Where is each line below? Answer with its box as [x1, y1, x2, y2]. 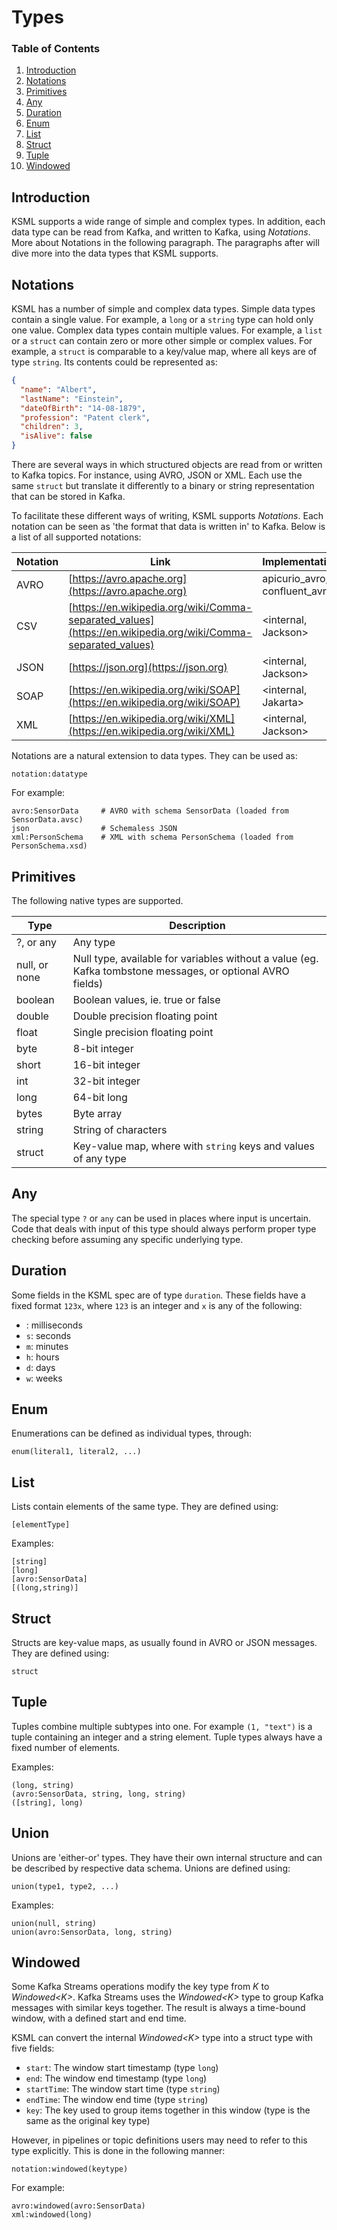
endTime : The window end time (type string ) [25, 2094, 209, 2106]
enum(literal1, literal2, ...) [11, 1447, 142, 1457]
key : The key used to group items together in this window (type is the [25, 2104, 311, 2116]
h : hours [25, 1351, 60, 1363]
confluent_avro [262, 584, 333, 598]
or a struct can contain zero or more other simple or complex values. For [11, 335, 313, 347]
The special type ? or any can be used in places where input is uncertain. [11, 1212, 311, 1224]
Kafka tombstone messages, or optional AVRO [72, 964, 290, 978]
